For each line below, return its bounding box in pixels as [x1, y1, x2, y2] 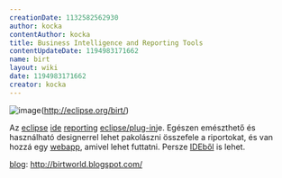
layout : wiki [9, 64, 59, 73]
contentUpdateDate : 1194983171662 [9, 47, 140, 56]
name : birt [9, 55, 50, 64]
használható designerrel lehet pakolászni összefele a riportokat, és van [9, 131, 273, 142]
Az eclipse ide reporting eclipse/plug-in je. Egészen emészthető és [9, 122, 256, 133]
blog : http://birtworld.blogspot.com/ [9, 158, 143, 169]
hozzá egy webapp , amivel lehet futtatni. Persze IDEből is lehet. [9, 141, 246, 152]
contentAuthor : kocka [9, 30, 91, 39]
